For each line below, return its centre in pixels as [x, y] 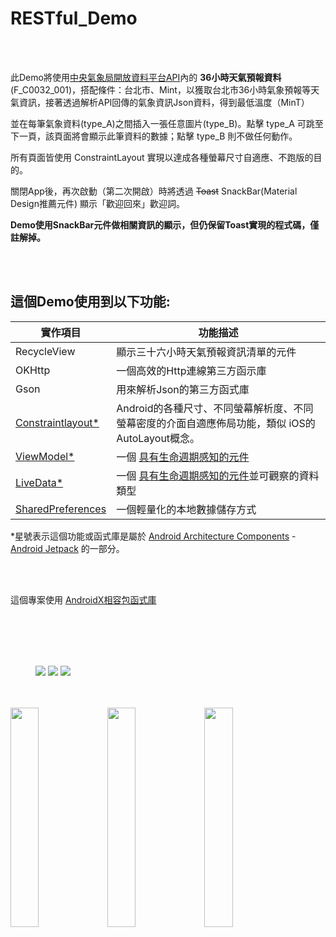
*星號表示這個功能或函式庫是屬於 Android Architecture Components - [153, 536]
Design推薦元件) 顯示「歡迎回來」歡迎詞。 [97, 203]
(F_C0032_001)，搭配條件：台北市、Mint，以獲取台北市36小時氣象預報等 [161, 89]
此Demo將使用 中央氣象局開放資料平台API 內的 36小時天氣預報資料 [146, 77]
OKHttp [33, 370]
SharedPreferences [61, 509]
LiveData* [39, 482]
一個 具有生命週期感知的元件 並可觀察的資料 [218, 475]
